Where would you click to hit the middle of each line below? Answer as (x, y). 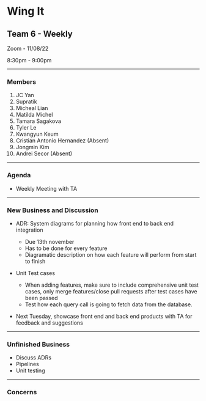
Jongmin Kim (32, 147)
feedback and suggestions (49, 323)
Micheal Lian (32, 108)
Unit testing (30, 370)
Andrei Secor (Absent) (44, 153)
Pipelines (27, 364)
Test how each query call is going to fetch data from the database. (109, 304)
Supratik (26, 101)
